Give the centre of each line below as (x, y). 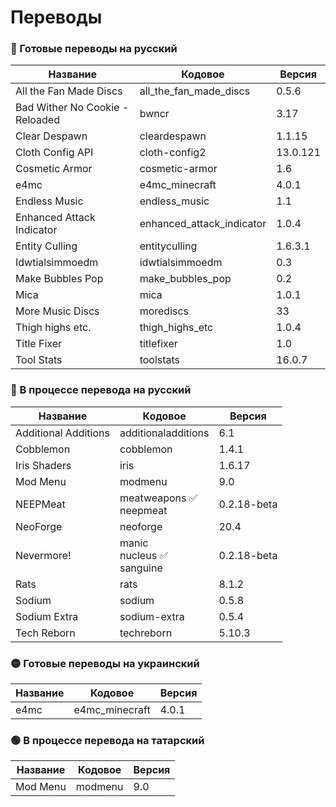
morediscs (164, 311)
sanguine (141, 568)
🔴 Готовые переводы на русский (94, 49)
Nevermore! (43, 555)
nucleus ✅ (143, 555)
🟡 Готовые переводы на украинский (105, 663)
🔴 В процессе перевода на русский (101, 390)
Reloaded (37, 120)
